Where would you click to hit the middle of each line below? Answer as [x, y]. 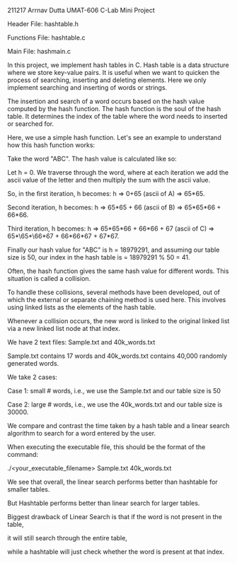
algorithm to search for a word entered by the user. [82, 433]
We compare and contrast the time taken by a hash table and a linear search [118, 426]
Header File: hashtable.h [43, 24]
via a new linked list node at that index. [64, 329]
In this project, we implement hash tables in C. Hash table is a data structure [118, 65]
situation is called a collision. [49, 278]
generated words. [33, 363]
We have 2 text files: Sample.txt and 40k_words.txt [81, 342]
